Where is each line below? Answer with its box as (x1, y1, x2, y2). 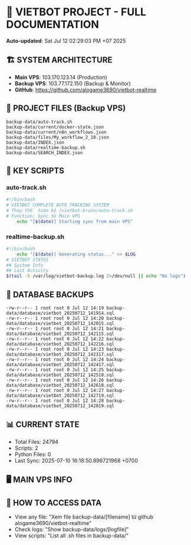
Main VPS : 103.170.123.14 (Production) (14, 74, 107, 81)
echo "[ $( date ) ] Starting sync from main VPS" (17, 218, 133, 224)
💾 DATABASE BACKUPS (6, 290, 94, 300)
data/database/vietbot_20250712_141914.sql (6, 310, 115, 316)
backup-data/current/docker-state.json (6, 124, 104, 130)
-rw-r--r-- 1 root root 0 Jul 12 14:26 (6, 377, 104, 383)
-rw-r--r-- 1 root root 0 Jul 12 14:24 (6, 356, 104, 363)
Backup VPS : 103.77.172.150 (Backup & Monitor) (14, 79, 131, 87)
